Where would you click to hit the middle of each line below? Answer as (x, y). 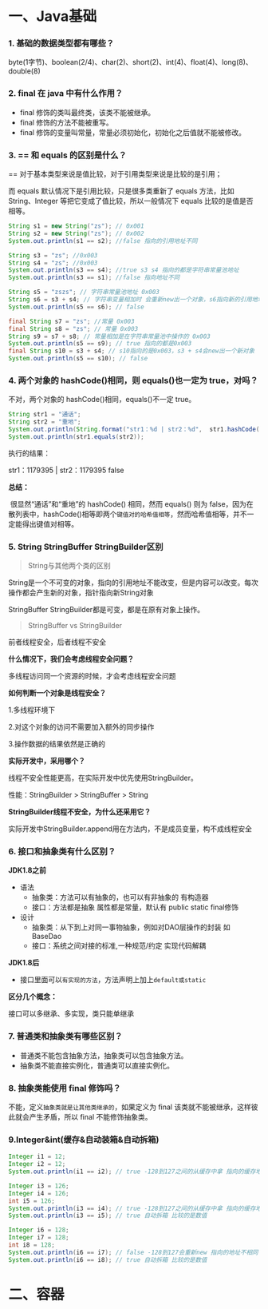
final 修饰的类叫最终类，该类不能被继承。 (87, 112)
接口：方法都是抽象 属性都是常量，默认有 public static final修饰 (135, 907)
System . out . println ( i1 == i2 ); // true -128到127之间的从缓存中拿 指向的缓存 (132, 1172)
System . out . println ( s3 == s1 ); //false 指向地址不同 (94, 278)
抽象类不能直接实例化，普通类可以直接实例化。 (97, 1065)
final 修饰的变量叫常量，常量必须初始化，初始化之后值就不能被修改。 (132, 132)
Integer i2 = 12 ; (37, 1164)
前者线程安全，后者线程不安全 (57, 642)
